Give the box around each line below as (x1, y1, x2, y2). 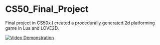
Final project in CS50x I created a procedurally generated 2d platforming (5, 20, 155, 26)
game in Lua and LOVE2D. (5, 25, 59, 31)
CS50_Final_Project (5, 3, 89, 15)
